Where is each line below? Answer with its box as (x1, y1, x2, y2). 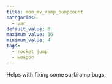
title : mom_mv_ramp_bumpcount (6, 9, 84, 15)
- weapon (12, 54, 34, 60)
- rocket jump (12, 49, 48, 55)
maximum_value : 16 (6, 32, 53, 38)
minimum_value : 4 (6, 37, 51, 43)
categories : (6, 15, 37, 21)
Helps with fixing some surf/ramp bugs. (6, 71, 106, 78)
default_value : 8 (6, 26, 51, 32)
